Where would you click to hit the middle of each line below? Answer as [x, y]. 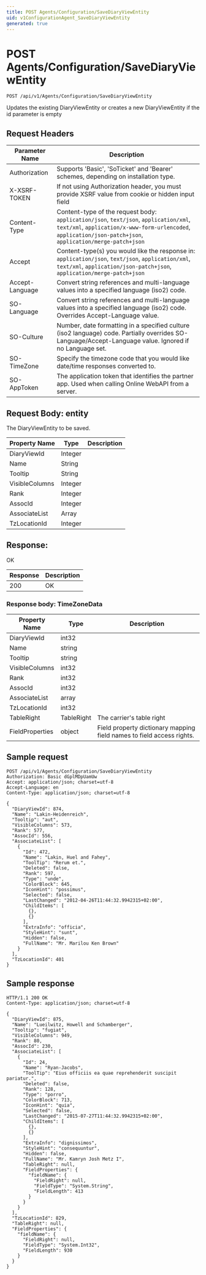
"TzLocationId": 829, [40, 1218]
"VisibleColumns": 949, [42, 1035]
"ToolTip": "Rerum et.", [54, 863]
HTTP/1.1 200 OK [27, 998]
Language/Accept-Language [99, 341]
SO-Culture [26, 337]
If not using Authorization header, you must [119, 187]
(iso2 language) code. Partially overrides [115, 333]
